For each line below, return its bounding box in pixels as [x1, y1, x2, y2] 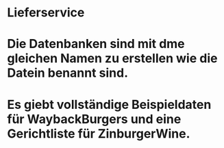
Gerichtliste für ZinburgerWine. [7, 125, 190, 141]
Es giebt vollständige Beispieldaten [7, 97, 212, 112]
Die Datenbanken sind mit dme [7, 36, 185, 52]
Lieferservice [7, 5, 85, 21]
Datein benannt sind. [7, 65, 129, 81]
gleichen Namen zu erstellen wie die [7, 51, 218, 66]
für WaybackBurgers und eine [7, 111, 182, 127]
